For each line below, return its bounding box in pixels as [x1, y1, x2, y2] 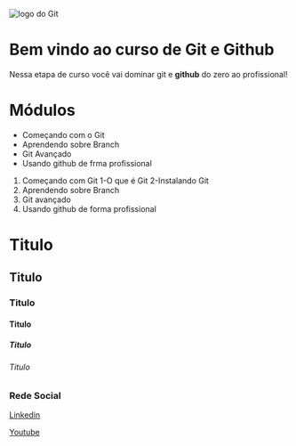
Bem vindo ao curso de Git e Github [9, 40, 275, 60]
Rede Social [9, 389, 61, 401]
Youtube [9, 426, 40, 437]
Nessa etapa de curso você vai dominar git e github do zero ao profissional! [9, 69, 288, 79]
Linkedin [9, 410, 41, 420]
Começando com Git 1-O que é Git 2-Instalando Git [21, 174, 209, 186]
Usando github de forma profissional [21, 203, 157, 214]
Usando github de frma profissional [21, 158, 153, 168]
